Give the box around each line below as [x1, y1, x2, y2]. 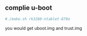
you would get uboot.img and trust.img [5, 25, 82, 31]
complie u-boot [5, 4, 52, 12]
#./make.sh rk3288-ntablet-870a [5, 16, 70, 21]
